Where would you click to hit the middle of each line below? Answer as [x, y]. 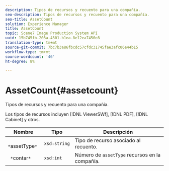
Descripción [118, 132]
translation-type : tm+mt [31, 43]
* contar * [21, 158]
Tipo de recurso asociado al [108, 140]
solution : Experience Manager [37, 24]
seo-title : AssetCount [29, 19]
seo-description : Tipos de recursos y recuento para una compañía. [77, 15]
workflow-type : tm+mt [28, 52]
